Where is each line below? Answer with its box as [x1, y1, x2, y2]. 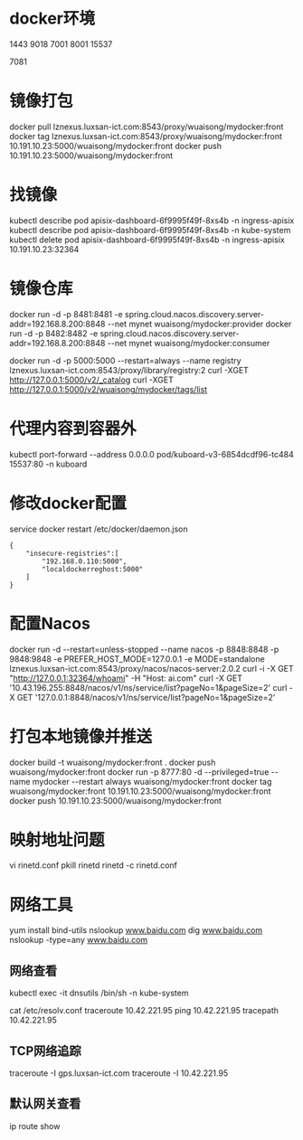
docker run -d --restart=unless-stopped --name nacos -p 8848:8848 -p [9, 644, 279, 655]
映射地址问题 [9, 829, 106, 850]
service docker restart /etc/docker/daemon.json [9, 523, 188, 534]
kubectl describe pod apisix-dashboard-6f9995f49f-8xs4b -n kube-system [9, 224, 291, 235]
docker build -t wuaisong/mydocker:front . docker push [9, 757, 216, 768]
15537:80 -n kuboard [9, 458, 88, 469]
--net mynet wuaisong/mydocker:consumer [107, 337, 270, 348]
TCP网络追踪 [9, 1043, 81, 1059]
